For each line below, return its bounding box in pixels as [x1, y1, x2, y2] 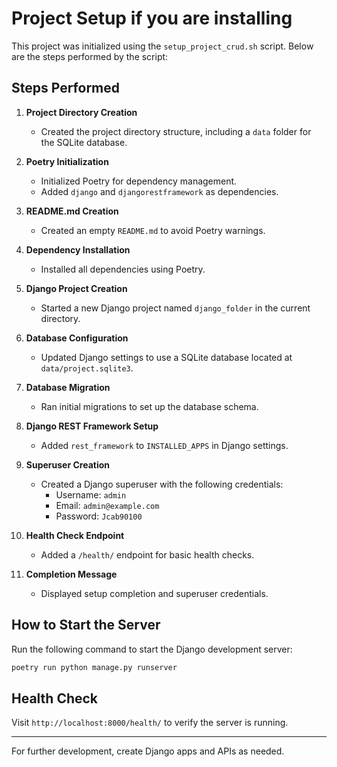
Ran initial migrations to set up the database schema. [40, 400, 259, 412]
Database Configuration [25, 332, 129, 344]
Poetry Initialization [25, 155, 109, 167]
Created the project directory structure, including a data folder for [40, 125, 312, 137]
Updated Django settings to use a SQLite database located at [40, 351, 293, 363]
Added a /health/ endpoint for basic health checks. [40, 548, 255, 561]
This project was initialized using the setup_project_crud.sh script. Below [11, 40, 314, 52]
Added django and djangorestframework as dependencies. [40, 185, 279, 197]
